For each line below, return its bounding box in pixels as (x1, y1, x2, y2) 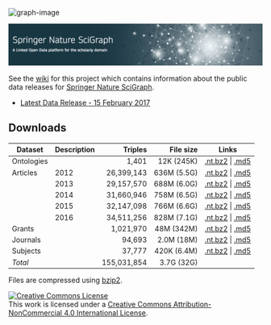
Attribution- (173, 299, 212, 309)
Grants (11, 223, 35, 233)
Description (55, 145, 95, 154)
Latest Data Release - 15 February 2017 (19, 98, 151, 107)
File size (169, 145, 198, 154)
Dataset (16, 145, 44, 154)
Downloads (8, 121, 67, 135)
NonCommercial (8, 308, 63, 318)
